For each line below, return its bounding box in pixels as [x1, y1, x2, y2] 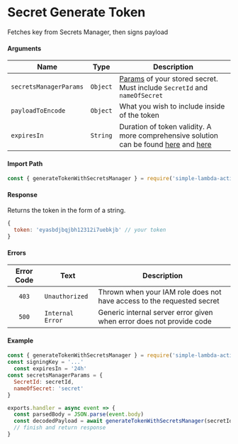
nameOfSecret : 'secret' [13, 384, 84, 392]
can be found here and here [119, 140, 212, 150]
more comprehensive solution [119, 131, 218, 140]
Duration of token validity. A [119, 122, 212, 132]
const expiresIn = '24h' [13, 365, 87, 372]
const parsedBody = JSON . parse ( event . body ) [13, 411, 144, 418]
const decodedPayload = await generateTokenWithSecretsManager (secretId [13, 418, 233, 425]
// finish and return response [13, 424, 106, 431]
